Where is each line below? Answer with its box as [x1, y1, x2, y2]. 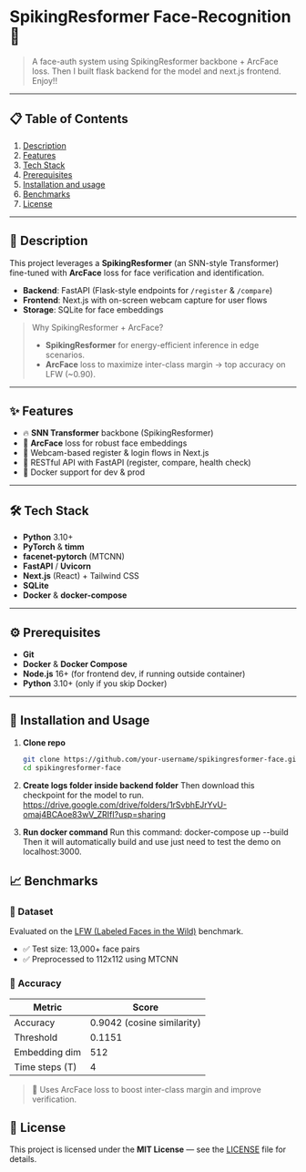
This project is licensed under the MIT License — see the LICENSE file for [9, 1144, 287, 1155]
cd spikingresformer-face [22, 763, 121, 772]
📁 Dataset [9, 905, 54, 918]
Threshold [14, 1031, 58, 1043]
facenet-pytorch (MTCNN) [22, 551, 126, 562]
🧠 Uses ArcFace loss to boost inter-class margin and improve [31, 1084, 261, 1095]
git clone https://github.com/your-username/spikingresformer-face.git [22, 755, 301, 764]
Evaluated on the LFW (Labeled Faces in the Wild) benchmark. [9, 926, 244, 937]
